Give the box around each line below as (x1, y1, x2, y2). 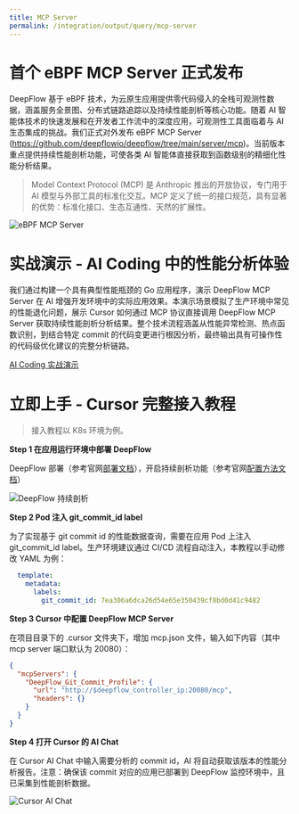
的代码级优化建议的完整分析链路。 (9, 341, 134, 351)
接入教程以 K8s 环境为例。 (30, 425, 129, 436)
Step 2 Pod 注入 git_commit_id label (9, 512, 143, 522)
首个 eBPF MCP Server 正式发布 (9, 62, 244, 83)
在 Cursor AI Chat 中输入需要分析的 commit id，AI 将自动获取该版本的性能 (9, 755, 280, 766)
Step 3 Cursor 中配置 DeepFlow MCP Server (9, 613, 174, 624)
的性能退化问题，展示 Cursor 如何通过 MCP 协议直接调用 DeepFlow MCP (9, 307, 276, 317)
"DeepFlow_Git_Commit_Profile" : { (25, 678, 153, 687)
